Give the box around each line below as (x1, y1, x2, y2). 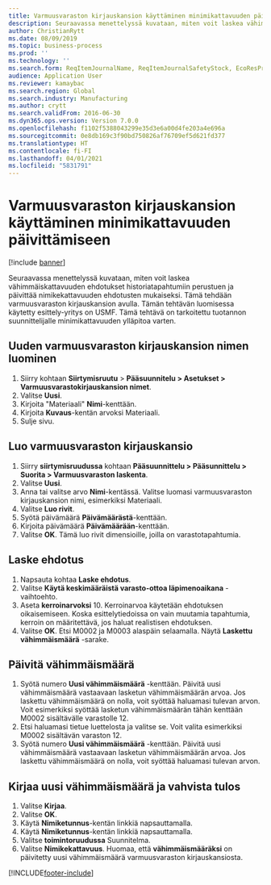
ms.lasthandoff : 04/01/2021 (8, 154, 103, 162)
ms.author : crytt (8, 102, 67, 110)
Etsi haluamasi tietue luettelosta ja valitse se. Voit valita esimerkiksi (19, 722, 243, 732)
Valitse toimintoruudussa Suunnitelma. (19, 836, 151, 845)
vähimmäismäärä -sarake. (19, 634, 110, 644)
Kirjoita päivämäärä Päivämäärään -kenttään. (19, 521, 169, 531)
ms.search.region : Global (8, 86, 95, 95)
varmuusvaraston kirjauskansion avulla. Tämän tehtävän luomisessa (8, 299, 235, 309)
